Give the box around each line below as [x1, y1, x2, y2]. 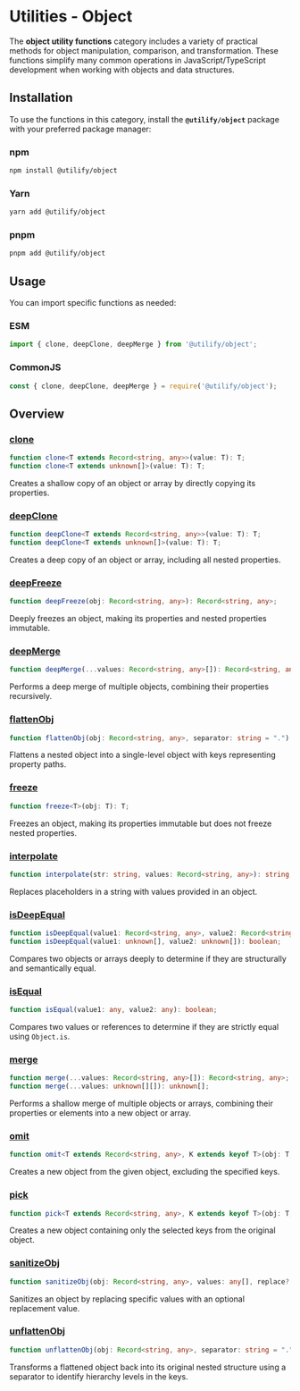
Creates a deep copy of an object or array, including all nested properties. [9, 554, 281, 565]
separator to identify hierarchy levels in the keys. [9, 1370, 189, 1382]
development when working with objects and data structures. [9, 64, 235, 75]
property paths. [9, 759, 67, 770]
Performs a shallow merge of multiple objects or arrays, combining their [9, 1098, 274, 1109]
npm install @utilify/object [9, 166, 118, 175]
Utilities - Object [9, 6, 133, 27]
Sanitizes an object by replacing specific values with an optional [9, 1294, 246, 1304]
